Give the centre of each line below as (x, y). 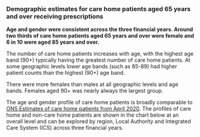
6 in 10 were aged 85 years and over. (53, 42)
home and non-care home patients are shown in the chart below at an (92, 115)
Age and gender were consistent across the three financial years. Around (100, 29)
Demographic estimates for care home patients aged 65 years (98, 9)
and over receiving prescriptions (55, 16)
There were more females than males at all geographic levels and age (92, 84)
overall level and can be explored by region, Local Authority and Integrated (98, 121)
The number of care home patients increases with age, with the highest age (100, 54)
